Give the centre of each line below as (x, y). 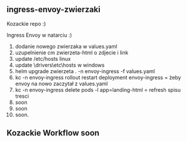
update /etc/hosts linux (43, 58)
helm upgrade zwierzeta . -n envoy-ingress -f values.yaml (85, 71)
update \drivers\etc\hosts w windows (60, 65)
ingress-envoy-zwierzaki (54, 10)
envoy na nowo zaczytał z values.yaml (61, 84)
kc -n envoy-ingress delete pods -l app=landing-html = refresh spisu (98, 89)
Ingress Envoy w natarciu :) (39, 35)
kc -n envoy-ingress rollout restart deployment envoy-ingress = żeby (98, 77)
